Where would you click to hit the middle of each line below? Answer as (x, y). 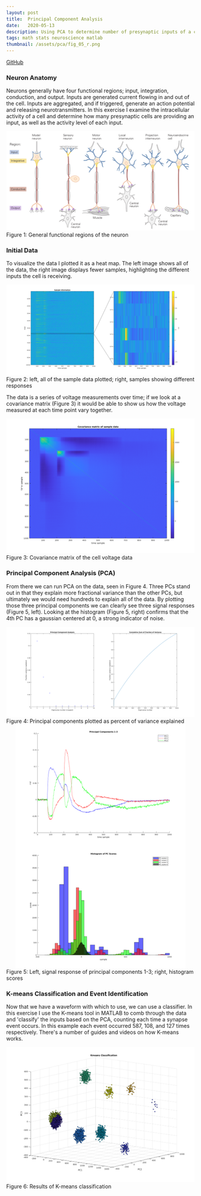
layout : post (22, 13)
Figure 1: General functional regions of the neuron (67, 235)
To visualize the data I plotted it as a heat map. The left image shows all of (97, 264)
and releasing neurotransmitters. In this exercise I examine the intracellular (98, 110)
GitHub (15, 62)
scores (15, 978)
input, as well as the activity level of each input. (65, 122)
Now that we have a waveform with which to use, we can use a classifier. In (99, 1007)
